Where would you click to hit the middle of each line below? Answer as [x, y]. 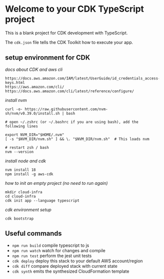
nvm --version [20, 152]
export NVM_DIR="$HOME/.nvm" [35, 135]
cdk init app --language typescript [42, 200]
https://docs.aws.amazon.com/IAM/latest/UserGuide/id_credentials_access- [83, 78]
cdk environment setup [28, 209]
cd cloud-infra [20, 196]
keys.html [15, 82]
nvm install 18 [20, 170]
